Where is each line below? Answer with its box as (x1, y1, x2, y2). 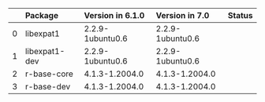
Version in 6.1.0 (84, 10, 145, 20)
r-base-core (24, 68, 73, 79)
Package (24, 10, 59, 20)
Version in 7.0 (155, 10, 210, 20)
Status (227, 10, 253, 20)
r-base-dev (24, 82, 71, 92)
